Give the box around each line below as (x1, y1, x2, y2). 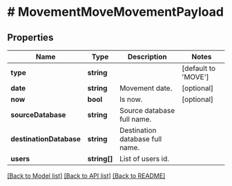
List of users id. (119, 154, 170, 163)
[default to (182, 63, 216, 73)
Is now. (119, 94, 143, 104)
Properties (7, 32, 54, 43)
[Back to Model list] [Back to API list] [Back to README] (7, 172, 166, 180)
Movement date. (119, 83, 173, 93)
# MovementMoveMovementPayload (7, 4, 224, 20)
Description (127, 52, 167, 61)
